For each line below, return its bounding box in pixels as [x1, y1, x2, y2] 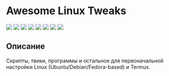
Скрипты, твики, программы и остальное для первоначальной [6, 57, 164, 64]
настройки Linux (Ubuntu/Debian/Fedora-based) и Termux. [6, 63, 151, 70]
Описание [6, 41, 45, 51]
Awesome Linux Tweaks [6, 4, 127, 18]
